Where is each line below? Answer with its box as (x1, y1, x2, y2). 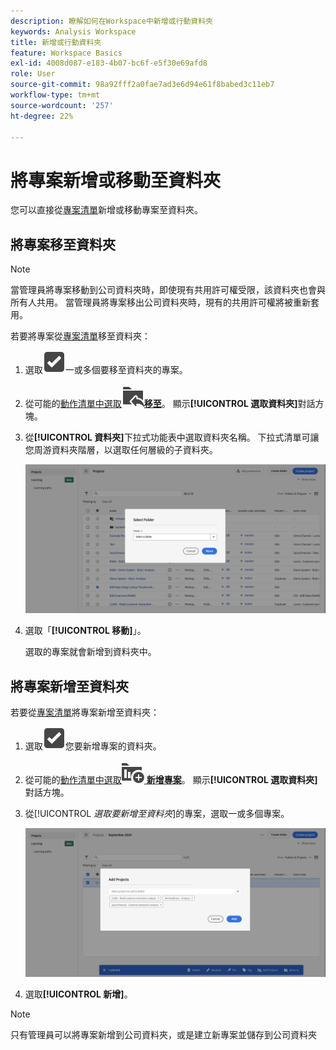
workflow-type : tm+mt (10, 90, 101, 100)
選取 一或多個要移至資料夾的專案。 (24, 364, 188, 376)
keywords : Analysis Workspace (10, 26, 137, 37)
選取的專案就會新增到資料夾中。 (24, 646, 157, 658)
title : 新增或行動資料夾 (10, 37, 102, 47)
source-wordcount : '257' (10, 100, 114, 110)
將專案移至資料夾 (10, 236, 116, 253)
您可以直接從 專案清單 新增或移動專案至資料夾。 (10, 204, 203, 216)
